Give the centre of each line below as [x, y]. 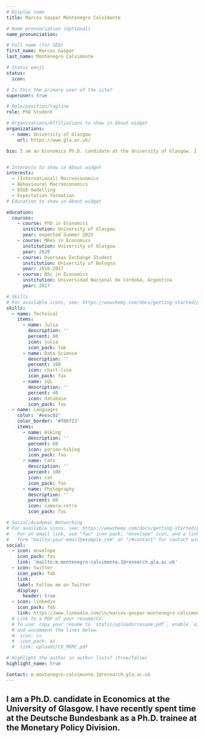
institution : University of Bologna [69, 263]
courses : [23, 218]
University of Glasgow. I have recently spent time [101, 709]
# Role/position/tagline [38, 106]
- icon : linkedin [34, 602]
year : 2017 [36, 286]
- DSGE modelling [34, 190]
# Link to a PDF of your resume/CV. [58, 619]
